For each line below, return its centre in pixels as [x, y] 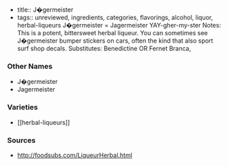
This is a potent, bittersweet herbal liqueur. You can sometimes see [112, 33]
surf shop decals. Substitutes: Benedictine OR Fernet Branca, [104, 48]
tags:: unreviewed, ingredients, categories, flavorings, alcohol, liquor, [115, 17]
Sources [21, 140]
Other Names [30, 66]
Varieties [22, 107]
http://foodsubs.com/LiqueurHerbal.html [75, 155]
